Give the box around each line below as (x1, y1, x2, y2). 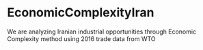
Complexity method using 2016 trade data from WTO (7, 34, 156, 42)
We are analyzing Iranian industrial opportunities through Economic (7, 27, 197, 36)
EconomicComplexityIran (7, 5, 154, 21)
